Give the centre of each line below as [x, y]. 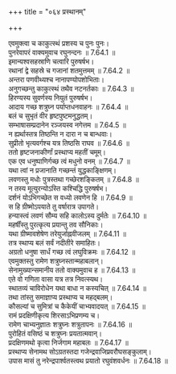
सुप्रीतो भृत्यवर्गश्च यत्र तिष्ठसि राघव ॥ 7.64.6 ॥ [69, 143]
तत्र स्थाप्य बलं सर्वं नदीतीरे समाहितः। [54, 243]
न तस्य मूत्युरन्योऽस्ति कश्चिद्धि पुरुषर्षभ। [58, 188]
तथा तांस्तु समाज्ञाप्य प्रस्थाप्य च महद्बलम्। [61, 297]
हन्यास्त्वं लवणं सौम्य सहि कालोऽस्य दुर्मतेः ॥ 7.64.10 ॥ [78, 216]
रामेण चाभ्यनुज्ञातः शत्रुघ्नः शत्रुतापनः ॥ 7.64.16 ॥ [70, 324]
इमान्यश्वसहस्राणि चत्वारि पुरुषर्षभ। [51, 61]
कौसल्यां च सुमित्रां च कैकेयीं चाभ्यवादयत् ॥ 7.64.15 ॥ [77, 306]
